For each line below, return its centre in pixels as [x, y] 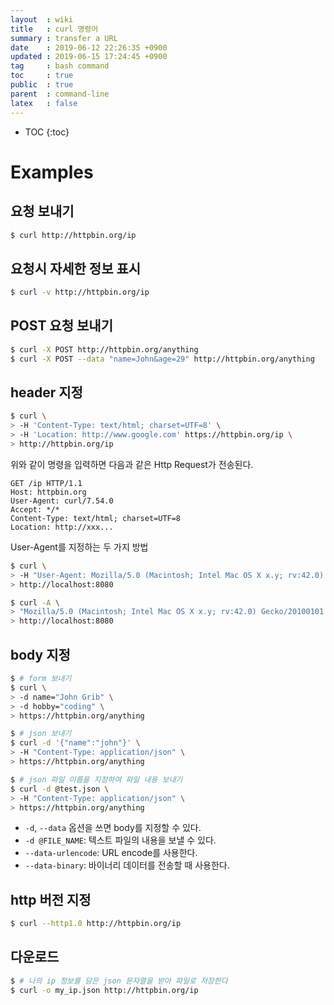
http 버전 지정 [51, 899]
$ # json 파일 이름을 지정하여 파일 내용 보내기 [96, 779]
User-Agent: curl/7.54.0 [62, 501]
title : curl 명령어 [54, 29]
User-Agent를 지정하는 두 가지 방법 [79, 547]
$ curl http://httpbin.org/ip [73, 235]
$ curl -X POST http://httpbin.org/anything [104, 349]
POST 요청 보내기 [61, 326]
